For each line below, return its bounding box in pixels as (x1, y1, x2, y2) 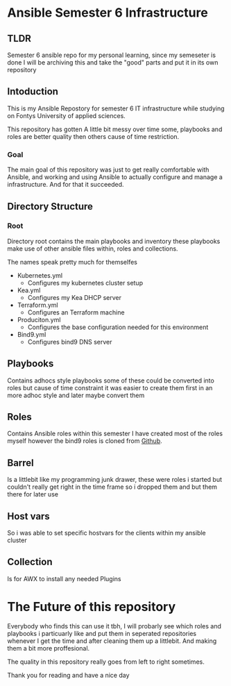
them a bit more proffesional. (7, 644, 90, 652)
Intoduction (7, 85, 59, 98)
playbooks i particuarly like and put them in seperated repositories (7, 629, 196, 637)
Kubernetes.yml (17, 271, 63, 279)
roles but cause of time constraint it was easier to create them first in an (7, 383, 213, 392)
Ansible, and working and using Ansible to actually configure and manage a (7, 173, 223, 181)
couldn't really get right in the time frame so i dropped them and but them (7, 483, 217, 491)
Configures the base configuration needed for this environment (27, 323, 209, 331)
